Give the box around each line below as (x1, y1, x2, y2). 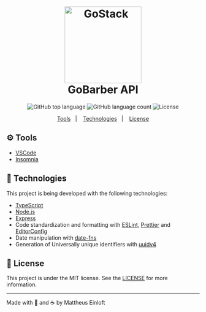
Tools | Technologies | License (57, 115, 149, 122)
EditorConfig (15, 227, 48, 235)
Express (15, 215, 36, 222)
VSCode (15, 149, 37, 156)
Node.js (15, 208, 36, 215)
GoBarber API (67, 83, 139, 97)
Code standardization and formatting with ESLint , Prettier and (15, 221, 170, 228)
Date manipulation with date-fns (15, 234, 97, 242)
